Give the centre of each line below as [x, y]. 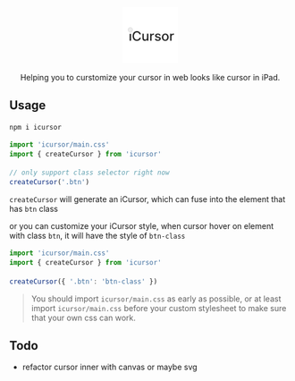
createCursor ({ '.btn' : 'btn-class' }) [84, 281]
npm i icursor [36, 127]
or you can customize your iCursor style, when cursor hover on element [142, 226]
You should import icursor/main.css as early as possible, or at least [156, 299]
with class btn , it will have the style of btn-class [97, 236]
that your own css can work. [84, 317]
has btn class [34, 209]
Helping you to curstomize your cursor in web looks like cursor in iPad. [150, 77]
